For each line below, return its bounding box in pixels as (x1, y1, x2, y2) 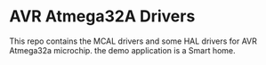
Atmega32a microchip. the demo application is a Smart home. (9, 45, 236, 55)
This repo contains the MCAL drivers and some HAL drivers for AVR (9, 36, 258, 46)
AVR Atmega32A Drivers (9, 6, 196, 27)
